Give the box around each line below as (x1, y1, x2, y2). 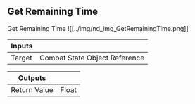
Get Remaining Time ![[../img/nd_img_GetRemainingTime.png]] (7, 24, 189, 32)
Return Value (11, 84, 54, 94)
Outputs (18, 73, 46, 83)
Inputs (11, 41, 33, 51)
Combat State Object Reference (39, 53, 145, 63)
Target (11, 53, 33, 63)
